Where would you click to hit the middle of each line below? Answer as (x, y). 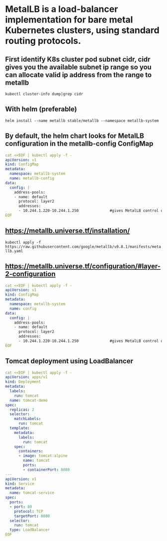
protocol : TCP (29, 511)
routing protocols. (43, 41)
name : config (23, 309)
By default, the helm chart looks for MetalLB (75, 136)
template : (20, 428)
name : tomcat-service (32, 493)
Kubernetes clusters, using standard (83, 30)
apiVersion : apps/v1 (27, 377)
